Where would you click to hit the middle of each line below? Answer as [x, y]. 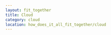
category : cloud [23, 20]
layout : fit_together [28, 10]
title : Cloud [19, 15]
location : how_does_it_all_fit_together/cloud [56, 24]
